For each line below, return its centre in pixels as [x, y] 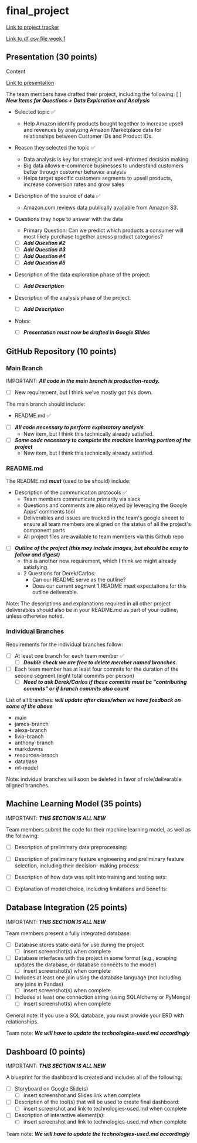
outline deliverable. [55, 592]
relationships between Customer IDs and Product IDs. [88, 136]
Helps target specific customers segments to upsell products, [98, 178]
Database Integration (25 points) [67, 908]
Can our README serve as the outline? [79, 580]
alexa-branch [31, 730]
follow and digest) [37, 555]
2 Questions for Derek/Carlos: [59, 574]
